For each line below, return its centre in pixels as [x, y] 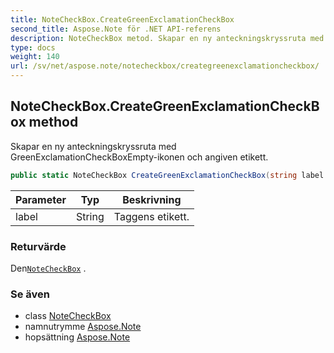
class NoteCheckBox [68, 316]
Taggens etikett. [151, 216]
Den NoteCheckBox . [48, 268]
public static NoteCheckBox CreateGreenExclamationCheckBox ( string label [167, 175]
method [53, 122]
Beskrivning [152, 199]
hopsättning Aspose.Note [77, 337]
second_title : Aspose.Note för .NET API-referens [116, 29]
